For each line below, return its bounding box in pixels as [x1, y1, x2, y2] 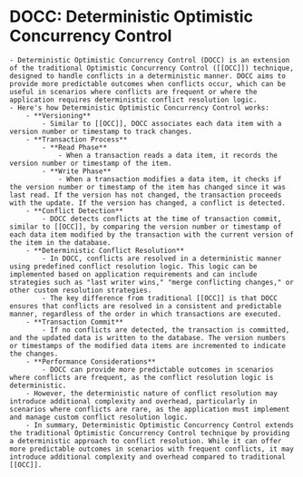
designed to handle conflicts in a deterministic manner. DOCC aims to [9, 71, 286, 81]
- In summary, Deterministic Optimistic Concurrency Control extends [25, 420, 295, 430]
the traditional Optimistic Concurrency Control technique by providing [9, 428, 290, 437]
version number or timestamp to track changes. [9, 127, 193, 136]
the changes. [9, 349, 59, 358]
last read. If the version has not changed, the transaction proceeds [9, 190, 282, 200]
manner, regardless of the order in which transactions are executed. [9, 309, 282, 318]
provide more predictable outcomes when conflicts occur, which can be [9, 79, 286, 88]
